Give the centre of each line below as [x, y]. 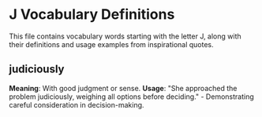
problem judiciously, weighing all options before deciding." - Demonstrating [132, 97]
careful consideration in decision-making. [77, 104]
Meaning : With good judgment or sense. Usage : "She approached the [123, 88]
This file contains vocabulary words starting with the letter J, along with [125, 36]
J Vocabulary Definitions [92, 15]
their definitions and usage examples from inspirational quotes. [111, 44]
